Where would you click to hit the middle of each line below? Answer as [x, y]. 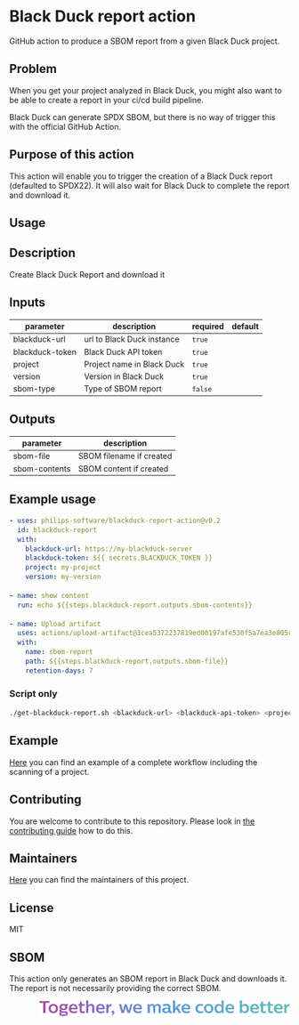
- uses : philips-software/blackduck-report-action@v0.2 [115, 521]
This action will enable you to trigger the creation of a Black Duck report [141, 176]
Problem [33, 69]
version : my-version [63, 577]
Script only [33, 693]
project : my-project [63, 568]
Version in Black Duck [124, 376]
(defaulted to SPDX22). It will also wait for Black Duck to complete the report [149, 185]
